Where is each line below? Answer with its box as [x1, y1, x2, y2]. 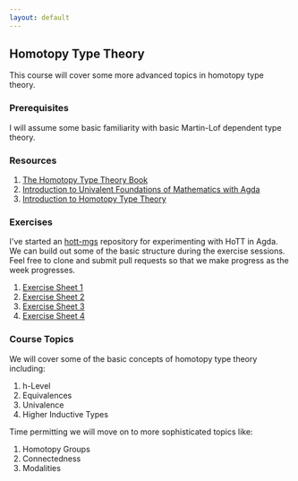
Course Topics [9, 333, 74, 346]
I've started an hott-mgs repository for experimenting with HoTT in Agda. [9, 236, 279, 247]
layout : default [9, 13, 70, 22]
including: [9, 363, 47, 374]
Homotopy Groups [21, 443, 91, 454]
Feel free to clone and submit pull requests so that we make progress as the [9, 255, 289, 266]
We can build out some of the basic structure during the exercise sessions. [9, 245, 285, 256]
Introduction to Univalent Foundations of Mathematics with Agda [21, 185, 260, 195]
